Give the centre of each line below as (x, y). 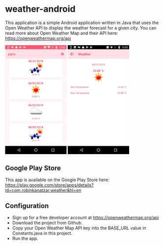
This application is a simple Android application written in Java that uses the (82, 23)
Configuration (27, 205)
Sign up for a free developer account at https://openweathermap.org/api (85, 218)
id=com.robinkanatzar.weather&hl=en (43, 191)
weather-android (41, 9)
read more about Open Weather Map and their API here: (62, 33)
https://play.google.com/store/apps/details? (50, 185)
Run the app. (25, 239)
